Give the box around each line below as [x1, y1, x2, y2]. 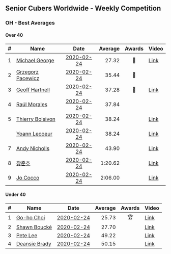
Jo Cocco [16, 174, 40, 181]
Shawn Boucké [16, 223, 52, 231]
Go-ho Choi [16, 214, 45, 221]
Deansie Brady [16, 240, 52, 247]
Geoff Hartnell [16, 86, 50, 93]
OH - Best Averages [5, 19, 55, 27]
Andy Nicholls [16, 145, 50, 152]
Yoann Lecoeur [16, 130, 52, 137]
